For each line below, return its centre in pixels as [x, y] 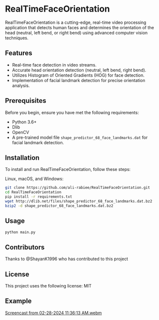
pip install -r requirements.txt [39, 197]
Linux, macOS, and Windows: [34, 179]
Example [18, 301]
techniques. [17, 38]
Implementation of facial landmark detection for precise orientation [79, 80]
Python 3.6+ [24, 122]
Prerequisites [26, 101]
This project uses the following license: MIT [48, 286]
